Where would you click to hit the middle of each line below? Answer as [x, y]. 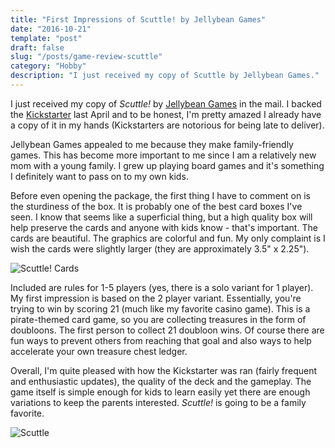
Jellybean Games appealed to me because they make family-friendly [152, 144]
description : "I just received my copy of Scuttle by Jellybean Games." [165, 76]
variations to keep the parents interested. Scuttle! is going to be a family [158, 402]
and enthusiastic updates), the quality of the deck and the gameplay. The [161, 381]
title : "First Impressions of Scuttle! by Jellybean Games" [138, 19]
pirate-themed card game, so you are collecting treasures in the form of [158, 319]
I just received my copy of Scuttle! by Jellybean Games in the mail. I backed [166, 103]
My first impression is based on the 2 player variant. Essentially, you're [156, 298]
